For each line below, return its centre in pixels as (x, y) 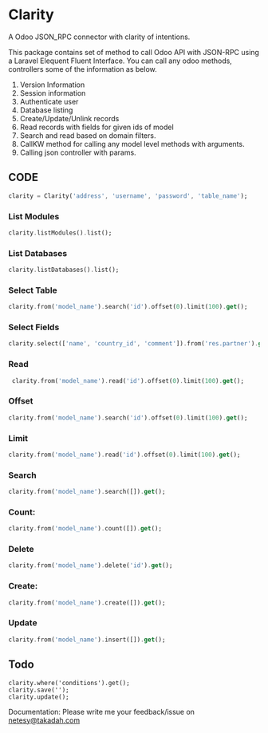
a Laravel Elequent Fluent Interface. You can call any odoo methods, (120, 61)
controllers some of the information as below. (83, 69)
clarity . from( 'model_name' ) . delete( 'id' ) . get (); (91, 566)
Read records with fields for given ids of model (97, 127)
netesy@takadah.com (44, 720)
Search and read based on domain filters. (88, 135)
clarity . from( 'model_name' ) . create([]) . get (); (87, 603)
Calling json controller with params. (78, 152)
